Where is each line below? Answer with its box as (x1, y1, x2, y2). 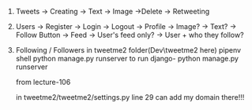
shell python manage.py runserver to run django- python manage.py (15, 54, 239, 63)
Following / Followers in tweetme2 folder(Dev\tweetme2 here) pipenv (15, 46, 242, 54)
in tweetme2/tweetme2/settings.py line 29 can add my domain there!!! (15, 93, 245, 101)
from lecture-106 (15, 78, 71, 86)
